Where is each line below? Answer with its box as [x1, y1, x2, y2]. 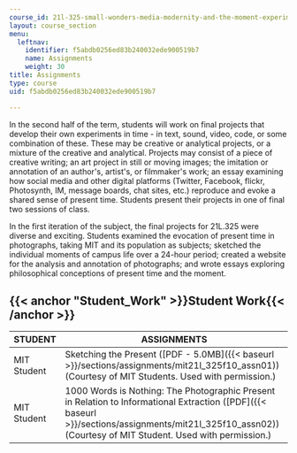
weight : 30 [25, 63, 65, 72]
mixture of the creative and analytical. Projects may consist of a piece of [9, 147, 273, 157]
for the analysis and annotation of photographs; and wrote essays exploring [9, 258, 286, 269]
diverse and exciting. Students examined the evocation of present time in [9, 230, 276, 241]
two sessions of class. [9, 203, 90, 214]
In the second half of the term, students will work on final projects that [9, 119, 265, 129]
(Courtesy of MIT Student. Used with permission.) [65, 429, 272, 441]
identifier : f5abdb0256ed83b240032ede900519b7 [25, 46, 200, 55]
